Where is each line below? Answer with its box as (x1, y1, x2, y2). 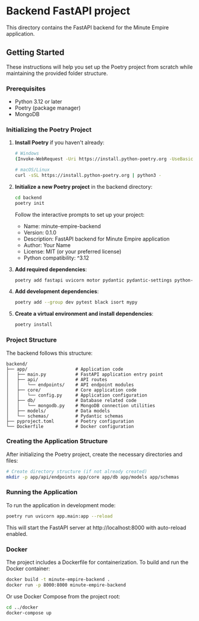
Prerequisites (6, 85, 46, 93)
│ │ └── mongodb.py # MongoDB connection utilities (6, 402, 156, 408)
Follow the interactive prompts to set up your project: (14, 211, 145, 218)
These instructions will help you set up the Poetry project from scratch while (6, 63, 193, 70)
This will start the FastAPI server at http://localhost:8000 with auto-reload (6, 524, 187, 531)
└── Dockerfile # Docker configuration (6, 423, 134, 429)
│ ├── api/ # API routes (6, 376, 108, 382)
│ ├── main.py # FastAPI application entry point (6, 371, 163, 377)
